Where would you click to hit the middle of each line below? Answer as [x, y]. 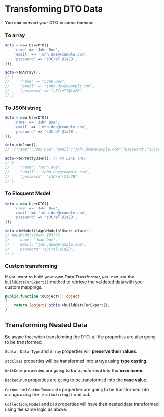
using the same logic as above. [36, 409]
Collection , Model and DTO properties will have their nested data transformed [82, 404]
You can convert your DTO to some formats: [49, 23]
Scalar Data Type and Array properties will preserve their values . [71, 351]
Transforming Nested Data [46, 325]
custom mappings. [24, 287]
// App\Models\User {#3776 [32, 235]
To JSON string [23, 108]
